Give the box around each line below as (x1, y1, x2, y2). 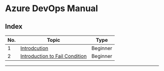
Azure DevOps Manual (5, 3, 99, 14)
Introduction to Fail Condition (20, 53, 87, 59)
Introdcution (20, 45, 49, 52)
